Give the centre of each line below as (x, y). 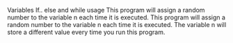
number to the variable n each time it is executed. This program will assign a (116, 17)
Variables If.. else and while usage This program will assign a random (106, 10)
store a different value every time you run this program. (86, 32)
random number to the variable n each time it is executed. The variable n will (117, 25)
